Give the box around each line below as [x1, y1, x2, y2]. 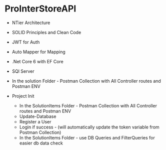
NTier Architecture [11, 20, 50, 26]
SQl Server [11, 68, 34, 74]
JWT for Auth [11, 39, 40, 45]
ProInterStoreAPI [4, 3, 76, 15]
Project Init [11, 93, 34, 99]
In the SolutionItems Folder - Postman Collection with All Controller [19, 102, 157, 108]
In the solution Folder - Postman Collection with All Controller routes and [11, 78, 161, 84]
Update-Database [19, 113, 56, 119]
